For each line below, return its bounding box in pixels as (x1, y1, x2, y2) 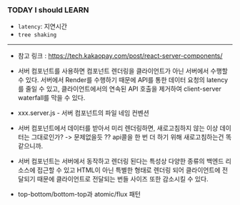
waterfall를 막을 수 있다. (17, 94, 86, 102)
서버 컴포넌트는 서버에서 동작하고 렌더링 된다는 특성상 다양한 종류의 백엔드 (17, 157, 224, 166)
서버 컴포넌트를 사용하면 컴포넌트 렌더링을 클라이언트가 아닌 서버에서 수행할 (17, 66, 229, 76)
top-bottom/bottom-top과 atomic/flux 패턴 (17, 190, 141, 199)
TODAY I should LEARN (7, 5, 89, 15)
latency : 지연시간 (17, 22, 68, 31)
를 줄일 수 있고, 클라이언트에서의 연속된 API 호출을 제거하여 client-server (17, 84, 221, 94)
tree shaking (17, 31, 57, 39)
